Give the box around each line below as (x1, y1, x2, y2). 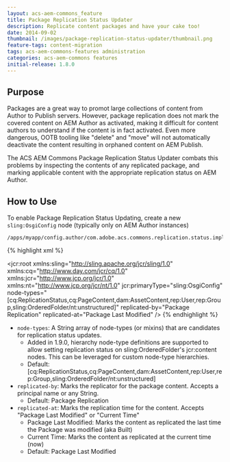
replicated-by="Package (120, 303, 190, 311)
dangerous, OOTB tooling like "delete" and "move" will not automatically (7, 133, 211, 142)
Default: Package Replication (27, 396, 110, 405)
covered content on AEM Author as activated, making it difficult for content (7, 119, 219, 127)
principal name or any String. (16, 389, 99, 398)
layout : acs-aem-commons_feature (7, 10, 103, 17)
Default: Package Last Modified (27, 448, 116, 456)
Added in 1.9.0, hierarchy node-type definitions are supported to (27, 338, 209, 346)
